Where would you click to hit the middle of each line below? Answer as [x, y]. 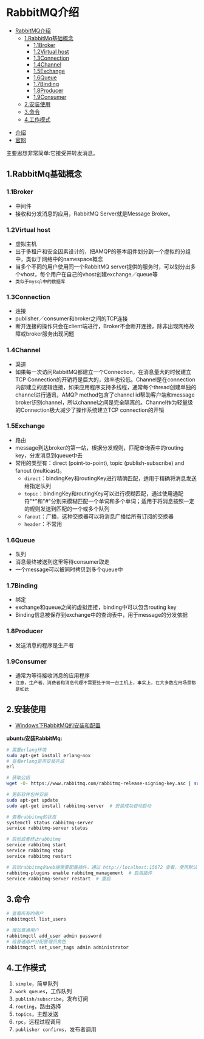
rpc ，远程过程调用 [38, 1022]
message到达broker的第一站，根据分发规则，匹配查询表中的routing [99, 448]
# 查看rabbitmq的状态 [31, 817]
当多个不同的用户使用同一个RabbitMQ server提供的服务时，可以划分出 [103, 267]
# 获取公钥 [18, 778]
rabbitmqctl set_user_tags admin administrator [68, 947]
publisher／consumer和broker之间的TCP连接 [71, 318]
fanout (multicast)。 [40, 470]
